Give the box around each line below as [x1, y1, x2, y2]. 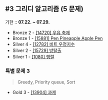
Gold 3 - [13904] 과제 [12, 89, 56, 95]
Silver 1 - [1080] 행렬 [12, 53, 54, 59]
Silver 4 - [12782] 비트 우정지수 [12, 41, 75, 47]
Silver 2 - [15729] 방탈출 [12, 47, 61, 53]
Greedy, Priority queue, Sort [17, 79, 75, 85]
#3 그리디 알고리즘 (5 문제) [5, 4, 83, 13]
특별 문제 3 [5, 67, 30, 74]
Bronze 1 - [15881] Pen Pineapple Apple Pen [12, 35, 103, 41]
